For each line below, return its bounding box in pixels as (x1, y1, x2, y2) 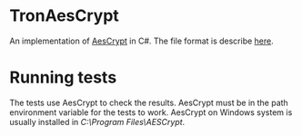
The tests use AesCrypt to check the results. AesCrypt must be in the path (9, 97, 288, 108)
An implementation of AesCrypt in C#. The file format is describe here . (9, 35, 275, 46)
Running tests (9, 67, 117, 88)
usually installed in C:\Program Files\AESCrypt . (9, 116, 186, 127)
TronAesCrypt (9, 5, 120, 26)
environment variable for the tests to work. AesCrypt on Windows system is (9, 106, 293, 118)
